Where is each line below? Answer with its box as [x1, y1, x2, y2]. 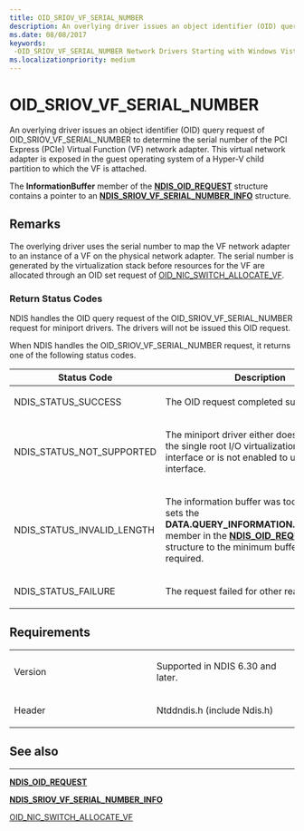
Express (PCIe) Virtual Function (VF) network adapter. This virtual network [9, 143, 286, 154]
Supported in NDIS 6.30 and [157, 660, 277, 672]
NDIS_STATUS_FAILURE [14, 585, 116, 598]
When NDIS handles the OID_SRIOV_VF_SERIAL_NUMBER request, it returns [9, 340, 291, 351]
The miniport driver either [165, 428, 274, 441]
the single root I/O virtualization [165, 440, 299, 453]
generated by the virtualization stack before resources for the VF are [9, 259, 265, 270]
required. [165, 552, 204, 565]
